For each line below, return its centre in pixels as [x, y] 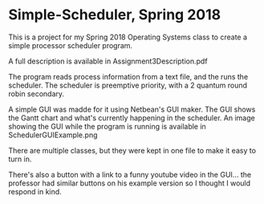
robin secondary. [37, 93]
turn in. [20, 159]
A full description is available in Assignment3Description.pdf [108, 61]
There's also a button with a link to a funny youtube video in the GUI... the [130, 174]
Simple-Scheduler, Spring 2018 [115, 15]
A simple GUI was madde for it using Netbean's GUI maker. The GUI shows [132, 109]
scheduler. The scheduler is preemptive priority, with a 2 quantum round [128, 85]
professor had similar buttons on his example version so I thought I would [130, 183]
